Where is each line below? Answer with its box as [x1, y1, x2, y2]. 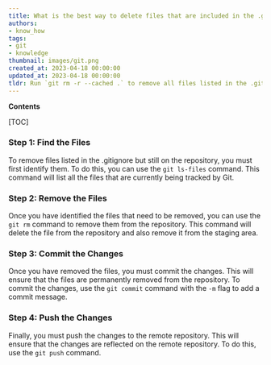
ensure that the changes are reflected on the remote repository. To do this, [8, 339, 256, 349]
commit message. [8, 292, 68, 302]
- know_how [8, 27, 45, 35]
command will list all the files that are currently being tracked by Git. [8, 172, 235, 182]
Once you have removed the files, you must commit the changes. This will [8, 267, 254, 276]
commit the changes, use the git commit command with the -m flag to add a [8, 284, 260, 293]
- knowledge [8, 49, 48, 57]
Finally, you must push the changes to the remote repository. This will [8, 330, 240, 340]
